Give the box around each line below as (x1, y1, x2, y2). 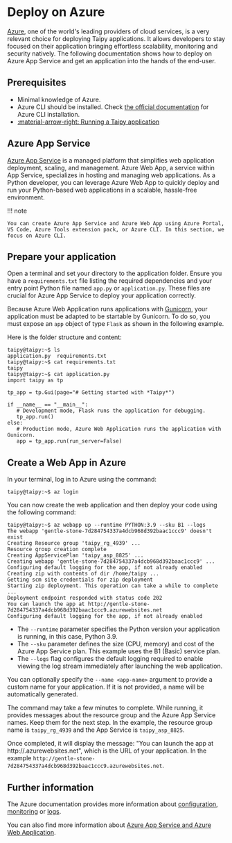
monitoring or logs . (7, 808, 62, 815)
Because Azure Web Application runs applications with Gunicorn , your (7, 305, 208, 313)
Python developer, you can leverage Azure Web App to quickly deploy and (7, 178, 220, 186)
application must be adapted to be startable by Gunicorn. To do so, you (7, 312, 211, 320)
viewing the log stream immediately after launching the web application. (17, 662, 223, 671)
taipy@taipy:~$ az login (7, 489, 79, 496)
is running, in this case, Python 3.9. (17, 632, 118, 641)
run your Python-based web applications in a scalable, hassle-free (7, 186, 197, 194)
